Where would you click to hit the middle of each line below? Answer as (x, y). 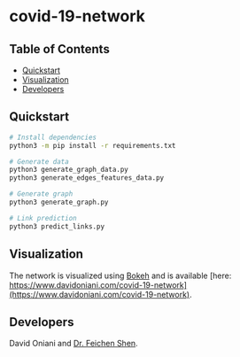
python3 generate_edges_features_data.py (87, 178)
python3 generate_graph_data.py (69, 170)
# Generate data (39, 161)
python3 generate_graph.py (59, 202)
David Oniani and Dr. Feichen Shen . (74, 344)
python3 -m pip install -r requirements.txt (93, 145)
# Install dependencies (53, 137)
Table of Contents (60, 49)
